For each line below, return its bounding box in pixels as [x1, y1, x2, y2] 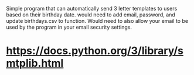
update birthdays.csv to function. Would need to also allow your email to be [6, 18, 189, 24]
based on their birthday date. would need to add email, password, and [6, 11, 176, 18]
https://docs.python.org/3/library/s [6, 44, 183, 57]
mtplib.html [6, 57, 64, 70]
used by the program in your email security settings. [6, 23, 132, 30]
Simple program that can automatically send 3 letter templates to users [6, 5, 178, 12]
